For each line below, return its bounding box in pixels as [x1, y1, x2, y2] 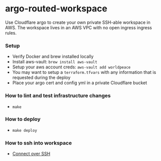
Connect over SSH [12, 151, 51, 157]
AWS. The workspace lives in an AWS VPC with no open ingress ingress [5, 24, 152, 30]
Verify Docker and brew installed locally [12, 54, 94, 59]
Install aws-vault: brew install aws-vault [12, 59, 98, 65]
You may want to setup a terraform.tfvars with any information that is [12, 69, 157, 75]
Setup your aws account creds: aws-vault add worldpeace [12, 64, 131, 70]
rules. [5, 30, 17, 36]
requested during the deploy [12, 75, 71, 81]
